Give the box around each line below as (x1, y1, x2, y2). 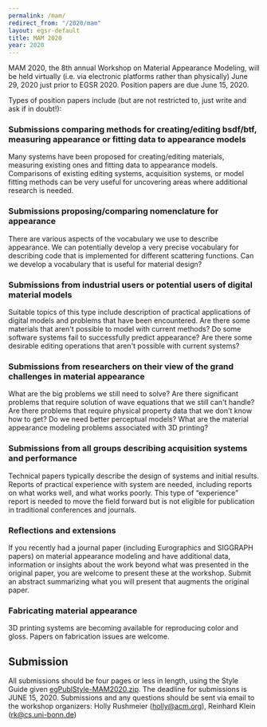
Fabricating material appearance (8, 605, 138, 616)
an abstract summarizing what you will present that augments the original (8, 576, 249, 586)
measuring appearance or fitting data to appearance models (8, 134, 246, 145)
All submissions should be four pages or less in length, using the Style (8, 676, 239, 686)
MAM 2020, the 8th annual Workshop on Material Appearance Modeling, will (8, 63, 260, 73)
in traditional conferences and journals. (8, 505, 137, 514)
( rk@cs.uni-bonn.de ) (8, 710, 77, 720)
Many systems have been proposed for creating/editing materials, (8, 152, 225, 162)
